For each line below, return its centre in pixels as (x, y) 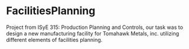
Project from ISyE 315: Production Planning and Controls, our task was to (94, 27)
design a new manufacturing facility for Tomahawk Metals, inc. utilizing (93, 33)
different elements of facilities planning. (54, 40)
